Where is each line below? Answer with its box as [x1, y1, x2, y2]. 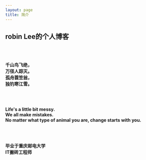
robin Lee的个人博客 [5, 32, 69, 41]
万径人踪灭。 [5, 68, 32, 74]
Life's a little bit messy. [5, 106, 55, 112]
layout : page [5, 7, 33, 13]
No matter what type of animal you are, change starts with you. [5, 117, 141, 123]
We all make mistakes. [5, 112, 54, 118]
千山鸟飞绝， [5, 62, 32, 68]
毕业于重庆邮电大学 [5, 143, 46, 149]
